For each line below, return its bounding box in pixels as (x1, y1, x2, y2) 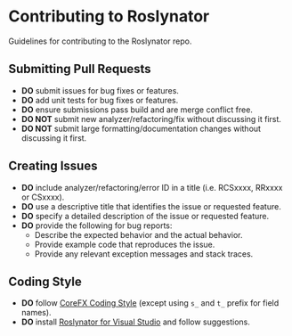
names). (20, 307, 52, 318)
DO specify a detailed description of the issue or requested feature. (20, 210, 270, 221)
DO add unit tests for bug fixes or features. (20, 94, 179, 105)
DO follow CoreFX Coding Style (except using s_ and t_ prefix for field (20, 298, 280, 308)
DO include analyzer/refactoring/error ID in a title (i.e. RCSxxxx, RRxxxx (20, 182, 283, 193)
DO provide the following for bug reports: (20, 220, 173, 231)
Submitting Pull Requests (8, 61, 152, 77)
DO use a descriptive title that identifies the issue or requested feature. (20, 201, 281, 211)
